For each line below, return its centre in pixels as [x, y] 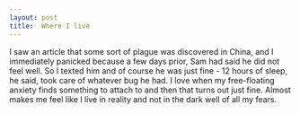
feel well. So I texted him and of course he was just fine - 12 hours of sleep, [149, 70]
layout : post [34, 18]
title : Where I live [50, 26]
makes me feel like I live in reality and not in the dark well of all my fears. [143, 99]
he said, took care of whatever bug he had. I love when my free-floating [142, 80]
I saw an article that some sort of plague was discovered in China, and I [141, 51]
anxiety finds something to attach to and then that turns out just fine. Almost [150, 90]
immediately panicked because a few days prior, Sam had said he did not [145, 61]
